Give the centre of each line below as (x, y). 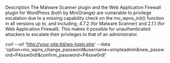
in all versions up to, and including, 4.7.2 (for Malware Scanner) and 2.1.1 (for (85, 23)
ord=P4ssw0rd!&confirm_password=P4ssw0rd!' (56, 55)
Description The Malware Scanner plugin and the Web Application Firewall (83, 7)
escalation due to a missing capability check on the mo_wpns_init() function (85, 18)
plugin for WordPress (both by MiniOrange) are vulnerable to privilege (78, 13)
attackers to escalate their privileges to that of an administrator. (72, 34)
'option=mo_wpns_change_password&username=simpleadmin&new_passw (85, 50)
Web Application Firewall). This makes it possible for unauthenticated (78, 29)
